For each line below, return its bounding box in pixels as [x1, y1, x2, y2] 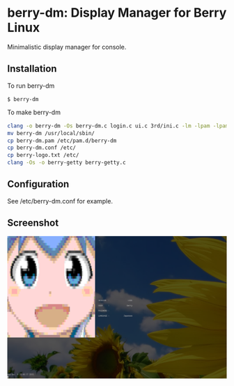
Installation [7, 63, 57, 75]
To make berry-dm [7, 108, 61, 116]
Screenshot [7, 217, 59, 229]
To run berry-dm [7, 82, 55, 90]
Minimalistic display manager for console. [7, 43, 127, 51]
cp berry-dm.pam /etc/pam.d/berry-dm [7, 137, 117, 144]
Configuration [7, 178, 70, 190]
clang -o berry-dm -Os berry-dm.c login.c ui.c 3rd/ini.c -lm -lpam [7, 122, 210, 130]
